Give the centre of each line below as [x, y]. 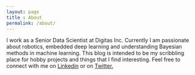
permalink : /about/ [31, 23]
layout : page [23, 12]
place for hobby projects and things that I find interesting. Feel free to [94, 60]
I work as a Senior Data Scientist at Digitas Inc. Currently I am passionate [98, 41]
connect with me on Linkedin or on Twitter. [60, 66]
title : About [24, 18]
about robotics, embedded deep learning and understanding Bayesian [94, 47]
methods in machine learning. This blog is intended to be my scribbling [95, 53]
